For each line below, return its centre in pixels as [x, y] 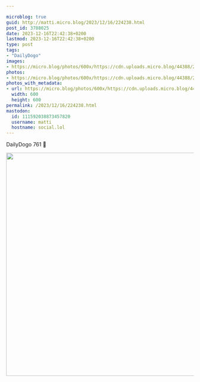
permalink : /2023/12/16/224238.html [51, 105]
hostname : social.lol [38, 128]
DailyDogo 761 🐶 [26, 145]
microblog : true [26, 17]
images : [16, 61]
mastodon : [18, 111]
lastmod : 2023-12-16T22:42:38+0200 [50, 39]
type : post [20, 45]
